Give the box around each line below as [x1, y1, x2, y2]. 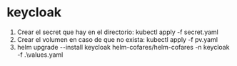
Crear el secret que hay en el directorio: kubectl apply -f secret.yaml [16, 28, 219, 36]
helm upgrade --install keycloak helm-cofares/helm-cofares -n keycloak [16, 43, 230, 51]
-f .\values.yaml [16, 50, 64, 59]
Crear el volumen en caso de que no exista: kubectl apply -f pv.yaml [16, 35, 218, 43]
